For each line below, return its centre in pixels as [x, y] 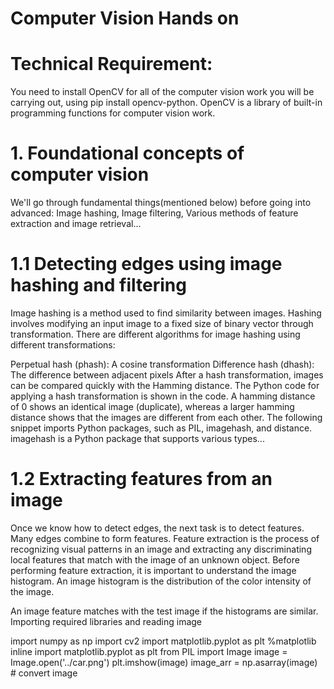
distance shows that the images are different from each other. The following [166, 417]
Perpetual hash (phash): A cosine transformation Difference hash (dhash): [162, 364]
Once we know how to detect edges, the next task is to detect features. [157, 528]
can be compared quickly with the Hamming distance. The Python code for [165, 385]
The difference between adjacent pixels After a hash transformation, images [167, 375]
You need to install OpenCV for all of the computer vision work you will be [162, 92]
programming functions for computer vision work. [113, 113]
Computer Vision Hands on [125, 18]
